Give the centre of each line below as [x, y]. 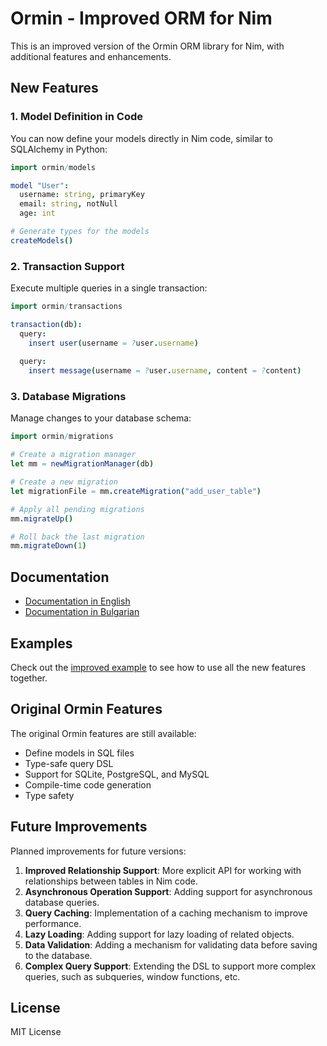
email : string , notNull [68, 204]
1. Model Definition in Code [76, 117]
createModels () [42, 240]
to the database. [58, 955]
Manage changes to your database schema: [101, 418]
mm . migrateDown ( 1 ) [48, 546]
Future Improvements [79, 827]
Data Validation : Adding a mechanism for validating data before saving [171, 944]
